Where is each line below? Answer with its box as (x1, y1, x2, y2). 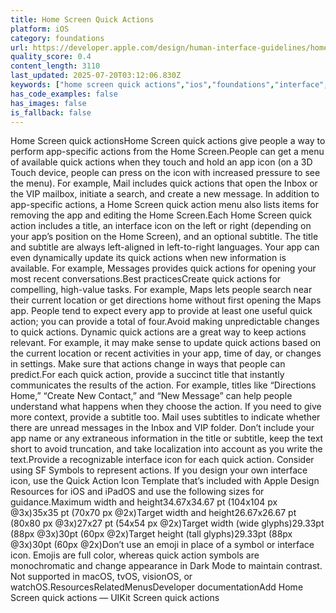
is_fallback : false (10, 107, 92, 118)
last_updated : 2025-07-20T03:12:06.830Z (10, 71, 182, 81)
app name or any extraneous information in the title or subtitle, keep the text (10, 432, 324, 445)
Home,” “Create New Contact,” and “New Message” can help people (10, 390, 293, 402)
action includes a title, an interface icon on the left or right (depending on (10, 220, 312, 232)
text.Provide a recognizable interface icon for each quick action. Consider (10, 454, 315, 466)
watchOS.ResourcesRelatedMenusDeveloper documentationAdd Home (10, 581, 304, 593)
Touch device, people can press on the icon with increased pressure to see (10, 167, 321, 179)
